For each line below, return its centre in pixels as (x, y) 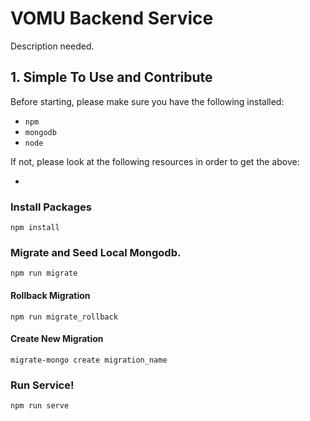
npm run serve (40, 406)
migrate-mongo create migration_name (89, 360)
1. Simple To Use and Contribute (111, 77)
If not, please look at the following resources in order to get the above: (155, 161)
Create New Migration (57, 339)
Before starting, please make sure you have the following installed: (147, 101)
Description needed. (52, 46)
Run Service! (42, 385)
